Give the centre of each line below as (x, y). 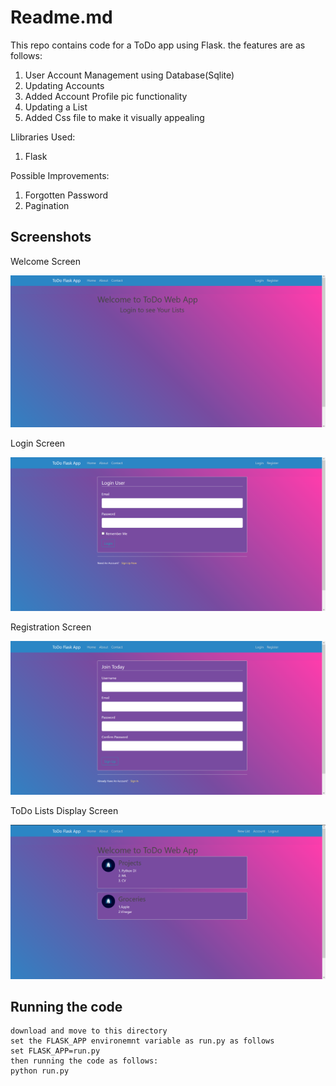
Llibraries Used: (43, 137)
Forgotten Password (66, 195)
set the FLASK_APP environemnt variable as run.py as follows (142, 1041)
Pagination (47, 205)
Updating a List (56, 107)
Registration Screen (51, 627)
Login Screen (38, 443)
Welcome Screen (46, 261)
